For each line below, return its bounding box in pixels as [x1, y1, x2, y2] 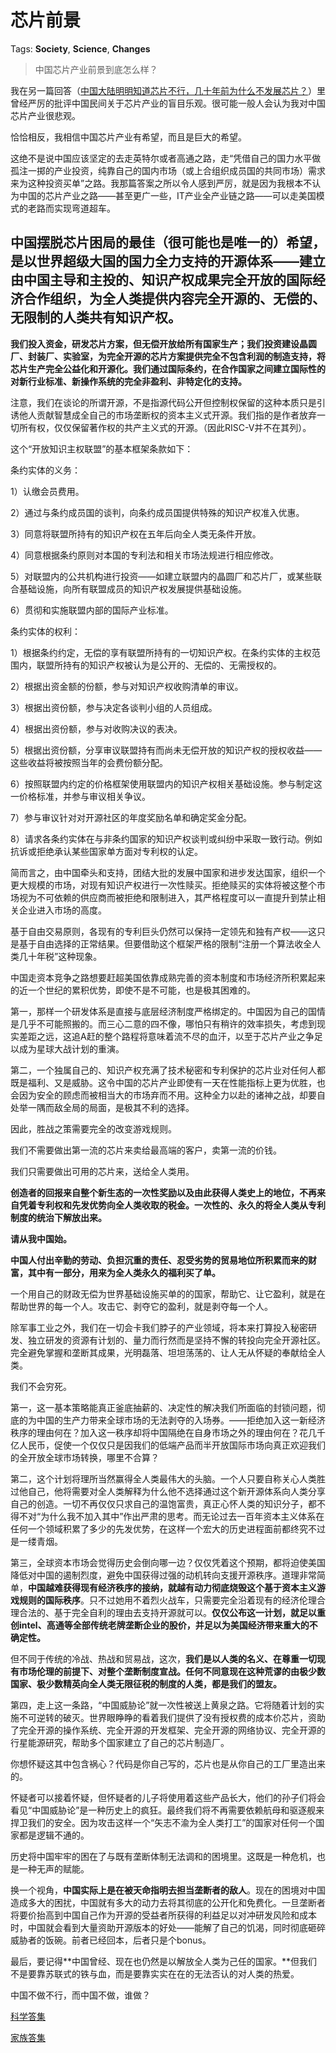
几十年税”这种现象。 [18, 950, 103, 962]
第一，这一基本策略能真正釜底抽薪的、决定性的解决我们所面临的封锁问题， [10, 1401, 317, 1413]
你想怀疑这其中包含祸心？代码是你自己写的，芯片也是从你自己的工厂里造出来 [10, 1757, 326, 1770]
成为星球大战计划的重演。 [18, 1042, 125, 1055]
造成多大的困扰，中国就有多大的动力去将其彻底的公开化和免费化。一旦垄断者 [10, 1896, 326, 1908]
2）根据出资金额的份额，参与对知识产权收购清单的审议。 [10, 680, 244, 692]
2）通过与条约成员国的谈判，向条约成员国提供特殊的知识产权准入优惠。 [10, 506, 305, 518]
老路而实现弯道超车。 [27, 202, 116, 214]
